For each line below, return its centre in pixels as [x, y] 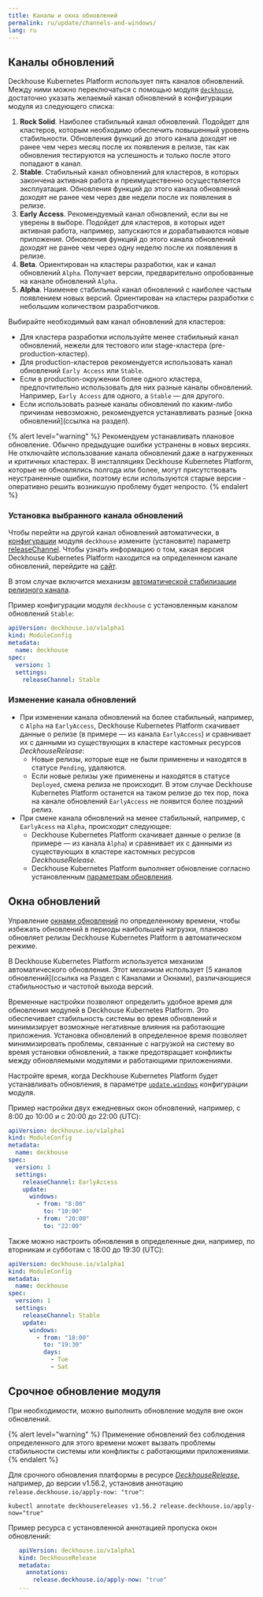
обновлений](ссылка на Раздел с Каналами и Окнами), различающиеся [130, 977]
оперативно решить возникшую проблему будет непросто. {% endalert [128, 487]
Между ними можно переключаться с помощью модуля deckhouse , [121, 90]
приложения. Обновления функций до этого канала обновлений [128, 239]
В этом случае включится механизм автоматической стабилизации [122, 582]
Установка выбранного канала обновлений [96, 516]
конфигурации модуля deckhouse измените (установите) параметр [119, 541]
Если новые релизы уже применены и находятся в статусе [131, 776]
